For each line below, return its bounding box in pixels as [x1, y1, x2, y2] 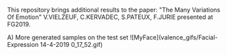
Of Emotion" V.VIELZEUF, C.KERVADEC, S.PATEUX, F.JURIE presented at [7, 13, 213, 21]
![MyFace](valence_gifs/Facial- [129, 33, 218, 41]
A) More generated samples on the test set [7, 33, 129, 41]
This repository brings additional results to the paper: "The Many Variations [7, 6, 221, 14]
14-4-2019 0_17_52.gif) [40, 41, 103, 48]
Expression [7, 41, 39, 48]
